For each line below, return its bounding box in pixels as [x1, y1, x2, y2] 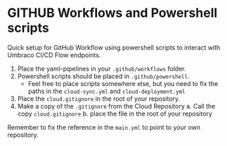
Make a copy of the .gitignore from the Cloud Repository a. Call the [17, 102, 216, 110]
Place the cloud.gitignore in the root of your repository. [17, 94, 181, 103]
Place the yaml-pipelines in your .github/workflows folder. [17, 64, 186, 73]
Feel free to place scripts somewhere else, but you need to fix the [27, 79, 219, 87]
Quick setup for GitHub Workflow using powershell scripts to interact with [7, 43, 221, 51]
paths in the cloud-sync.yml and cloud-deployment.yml [27, 87, 186, 95]
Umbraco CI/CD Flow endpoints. [7, 51, 101, 59]
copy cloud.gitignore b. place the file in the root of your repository [17, 109, 213, 118]
